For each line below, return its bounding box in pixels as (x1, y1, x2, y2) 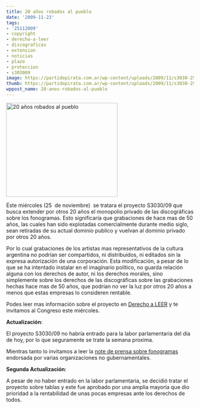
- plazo (6, 58, 26, 64)
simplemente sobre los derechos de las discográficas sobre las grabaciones (6, 276, 193, 283)
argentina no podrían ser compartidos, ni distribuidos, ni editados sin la (6, 251, 181, 258)
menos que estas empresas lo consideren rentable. (6, 289, 132, 296)
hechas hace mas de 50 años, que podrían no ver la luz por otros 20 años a (6, 283, 192, 290)
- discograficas (6, 42, 46, 48)
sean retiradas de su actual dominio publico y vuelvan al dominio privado (6, 227, 186, 234)
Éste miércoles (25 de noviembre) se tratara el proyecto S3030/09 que (6, 202, 183, 209)
